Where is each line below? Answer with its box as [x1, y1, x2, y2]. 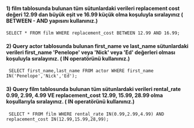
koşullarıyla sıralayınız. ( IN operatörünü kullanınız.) [6, 98, 135, 105]
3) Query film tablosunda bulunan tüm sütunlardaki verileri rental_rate [6, 86, 181, 92]
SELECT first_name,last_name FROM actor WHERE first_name [8, 68, 154, 74]
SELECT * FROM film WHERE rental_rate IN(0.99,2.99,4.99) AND [8, 111, 165, 117]
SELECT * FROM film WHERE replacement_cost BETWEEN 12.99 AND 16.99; [6, 30, 180, 36]
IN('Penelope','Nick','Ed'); [6, 73, 78, 79]
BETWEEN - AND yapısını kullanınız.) [6, 17, 98, 24]
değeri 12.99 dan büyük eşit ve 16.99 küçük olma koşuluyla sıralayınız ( [6, 11, 183, 18]
